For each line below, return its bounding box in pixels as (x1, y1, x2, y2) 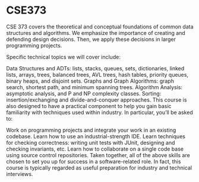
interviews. (6, 170, 33, 177)
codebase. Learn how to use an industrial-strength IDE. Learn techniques (6, 132, 186, 139)
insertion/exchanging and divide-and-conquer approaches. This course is (6, 96, 187, 103)
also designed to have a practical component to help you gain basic (6, 102, 172, 109)
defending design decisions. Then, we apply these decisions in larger (6, 35, 176, 43)
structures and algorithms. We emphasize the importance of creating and (6, 29, 185, 36)
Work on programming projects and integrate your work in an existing (6, 126, 176, 134)
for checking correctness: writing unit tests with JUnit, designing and (6, 139, 175, 146)
